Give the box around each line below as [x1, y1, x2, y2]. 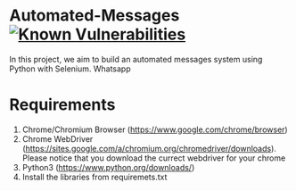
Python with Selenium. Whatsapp [9, 63, 131, 74]
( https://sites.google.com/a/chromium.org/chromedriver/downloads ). [21, 143, 276, 154]
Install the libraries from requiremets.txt [21, 171, 168, 182]
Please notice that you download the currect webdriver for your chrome [21, 153, 286, 163]
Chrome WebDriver [21, 133, 94, 144]
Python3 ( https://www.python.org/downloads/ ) [21, 162, 195, 172]
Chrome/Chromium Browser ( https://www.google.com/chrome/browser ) [21, 124, 288, 135]
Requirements [9, 95, 116, 115]
